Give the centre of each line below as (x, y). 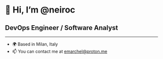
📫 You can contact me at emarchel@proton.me (60, 51)
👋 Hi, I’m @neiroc (40, 10)
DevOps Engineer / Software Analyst (62, 28)
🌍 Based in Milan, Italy (35, 44)
